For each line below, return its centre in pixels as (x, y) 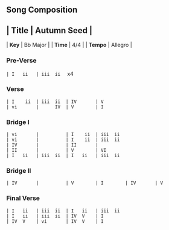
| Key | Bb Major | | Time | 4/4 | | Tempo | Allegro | (69, 45)
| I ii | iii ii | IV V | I (55, 216)
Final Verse (23, 198)
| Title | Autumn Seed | (49, 30)
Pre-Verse (22, 61)
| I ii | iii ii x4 (40, 73)
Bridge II (19, 171)
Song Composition (42, 10)
